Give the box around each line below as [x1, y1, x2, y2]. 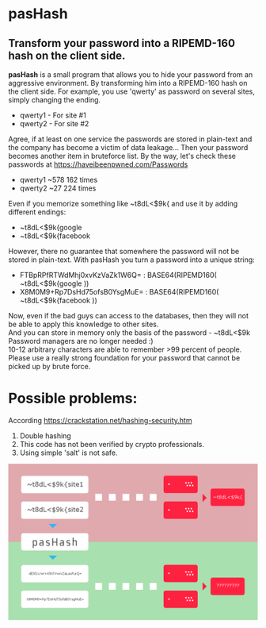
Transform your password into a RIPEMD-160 [8, 37, 236, 50]
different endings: [8, 207, 66, 217]
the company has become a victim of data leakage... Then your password [8, 143, 249, 152]
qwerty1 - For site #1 [19, 110, 87, 120]
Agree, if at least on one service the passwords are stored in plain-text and [8, 134, 253, 144]
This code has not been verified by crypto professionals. [19, 439, 204, 449]
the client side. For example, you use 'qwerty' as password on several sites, [8, 87, 256, 96]
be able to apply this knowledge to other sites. [8, 319, 159, 329]
